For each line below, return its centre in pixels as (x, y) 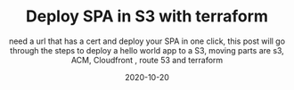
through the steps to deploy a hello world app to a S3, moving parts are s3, (147, 50)
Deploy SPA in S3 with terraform (147, 16)
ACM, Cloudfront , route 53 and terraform (147, 60)
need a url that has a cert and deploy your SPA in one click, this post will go (147, 41)
